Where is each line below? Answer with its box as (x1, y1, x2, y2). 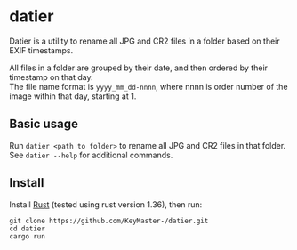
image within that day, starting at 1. (9, 91, 137, 101)
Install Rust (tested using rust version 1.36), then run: (9, 198, 203, 210)
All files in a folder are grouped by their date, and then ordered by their (9, 62, 269, 73)
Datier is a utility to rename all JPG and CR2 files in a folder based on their (9, 36, 280, 46)
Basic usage (9, 117, 78, 132)
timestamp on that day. (9, 71, 93, 82)
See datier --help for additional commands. (9, 149, 173, 160)
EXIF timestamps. (9, 44, 74, 55)
